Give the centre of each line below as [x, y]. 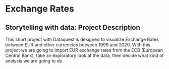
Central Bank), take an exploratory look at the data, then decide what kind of [84, 55]
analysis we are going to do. [35, 61]
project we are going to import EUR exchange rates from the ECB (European [84, 50]
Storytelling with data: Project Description [73, 27]
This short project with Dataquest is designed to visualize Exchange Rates [82, 39]
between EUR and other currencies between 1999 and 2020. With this [78, 45]
